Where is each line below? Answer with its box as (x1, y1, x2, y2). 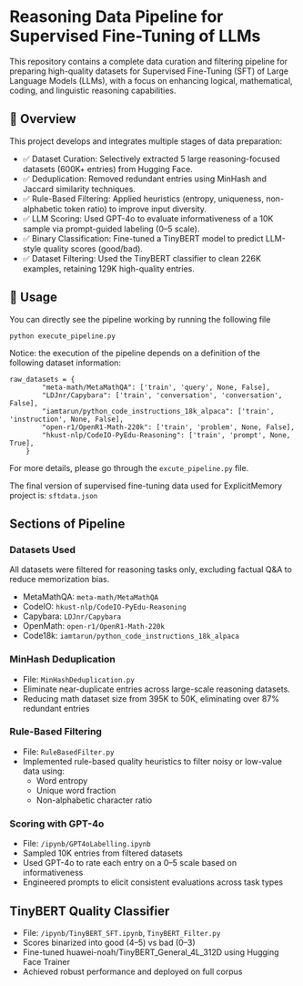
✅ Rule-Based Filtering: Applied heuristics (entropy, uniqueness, (22, 193, 265, 204)
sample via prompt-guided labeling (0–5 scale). (22, 223, 200, 234)
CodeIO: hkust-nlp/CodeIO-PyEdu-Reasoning (22, 601, 187, 612)
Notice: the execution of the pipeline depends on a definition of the (9, 347, 261, 358)
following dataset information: (9, 357, 121, 368)
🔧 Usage (9, 290, 57, 305)
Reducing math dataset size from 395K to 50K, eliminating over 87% (22, 693, 280, 704)
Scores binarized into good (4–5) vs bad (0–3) (22, 937, 196, 948)
